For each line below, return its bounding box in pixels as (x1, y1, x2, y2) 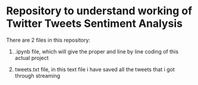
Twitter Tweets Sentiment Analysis (6, 17, 183, 30)
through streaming (14, 72, 61, 79)
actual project (14, 54, 49, 61)
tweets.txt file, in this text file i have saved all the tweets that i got (14, 65, 175, 73)
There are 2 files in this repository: (6, 36, 90, 43)
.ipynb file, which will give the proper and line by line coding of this (14, 48, 179, 55)
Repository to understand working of (6, 4, 193, 18)
